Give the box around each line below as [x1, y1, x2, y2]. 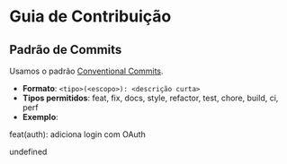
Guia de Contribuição [9, 6, 172, 27]
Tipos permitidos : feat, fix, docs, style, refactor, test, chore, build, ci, [22, 92, 279, 103]
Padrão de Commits [9, 42, 122, 57]
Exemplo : [22, 112, 58, 122]
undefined [9, 146, 48, 157]
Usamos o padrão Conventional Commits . [9, 65, 164, 76]
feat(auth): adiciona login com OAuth [9, 129, 146, 140]
